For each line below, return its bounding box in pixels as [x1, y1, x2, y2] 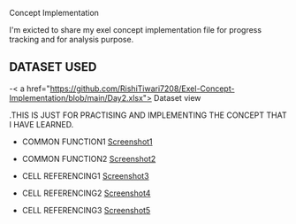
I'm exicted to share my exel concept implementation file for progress [9, 25, 262, 35]
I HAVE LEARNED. [9, 119, 74, 129]
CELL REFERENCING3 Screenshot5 [21, 205, 151, 215]
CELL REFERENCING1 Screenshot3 [21, 170, 149, 181]
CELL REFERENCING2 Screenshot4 [21, 188, 151, 198]
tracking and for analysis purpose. [9, 35, 134, 44]
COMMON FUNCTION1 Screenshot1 [21, 136, 153, 147]
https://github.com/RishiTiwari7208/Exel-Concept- [49, 83, 235, 94]
